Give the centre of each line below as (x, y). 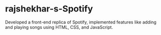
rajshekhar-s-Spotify (49, 9)
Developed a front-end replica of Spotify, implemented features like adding (81, 22)
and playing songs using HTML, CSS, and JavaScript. (59, 27)
